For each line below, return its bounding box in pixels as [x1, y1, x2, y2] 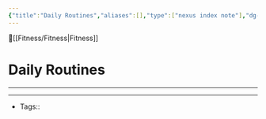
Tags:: [19, 102, 40, 111]
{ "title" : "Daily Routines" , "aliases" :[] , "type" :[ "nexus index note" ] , [8, 11, 246, 20]
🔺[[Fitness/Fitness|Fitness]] [8, 33, 99, 43]
